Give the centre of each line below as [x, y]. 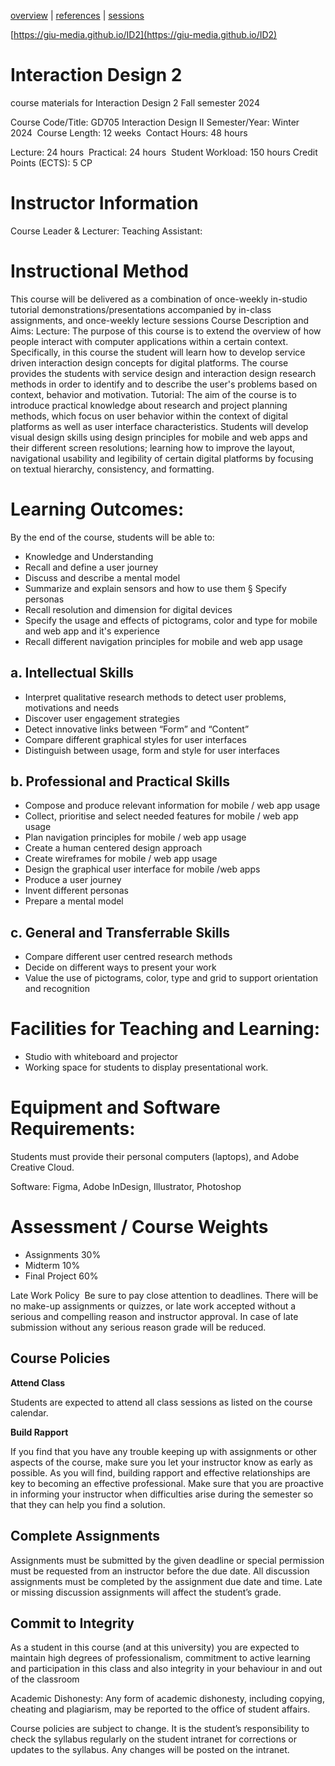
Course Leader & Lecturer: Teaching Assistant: [106, 231]
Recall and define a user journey [91, 567]
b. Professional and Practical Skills [120, 781]
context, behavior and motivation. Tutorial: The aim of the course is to [153, 394]
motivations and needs [72, 707]
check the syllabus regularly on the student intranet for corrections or [153, 1739]
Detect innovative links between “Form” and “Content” [137, 729]
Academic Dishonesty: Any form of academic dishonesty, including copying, [167, 1699]
